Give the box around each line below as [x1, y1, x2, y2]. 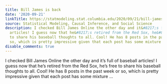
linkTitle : [5, 16, 28, 21]
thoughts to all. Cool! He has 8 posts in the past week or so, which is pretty [5, 68, 159, 74]
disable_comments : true [5, 44, 55, 49]
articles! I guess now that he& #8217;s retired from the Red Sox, [9, 30, 150, 35]
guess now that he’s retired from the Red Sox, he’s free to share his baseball [5, 63, 161, 69]
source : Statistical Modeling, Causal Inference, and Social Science [5, 21, 153, 26]
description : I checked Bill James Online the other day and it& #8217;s [5, 26, 159, 31]
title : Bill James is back [5, 7, 61, 12]
